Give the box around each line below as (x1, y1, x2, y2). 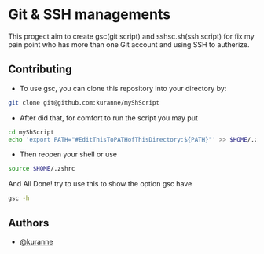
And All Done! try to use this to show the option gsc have (8, 179, 192, 189)
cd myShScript (8, 128, 55, 136)
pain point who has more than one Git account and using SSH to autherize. (8, 39, 250, 49)
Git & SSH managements (8, 6, 171, 24)
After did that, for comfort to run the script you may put (19, 112, 199, 123)
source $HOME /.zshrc (8, 165, 76, 173)
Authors (8, 216, 49, 230)
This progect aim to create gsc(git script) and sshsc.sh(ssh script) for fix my (8, 31, 255, 41)
